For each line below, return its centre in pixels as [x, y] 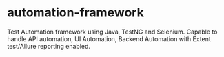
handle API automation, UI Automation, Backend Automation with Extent [109, 38]
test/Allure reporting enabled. [49, 46]
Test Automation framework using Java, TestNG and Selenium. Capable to [112, 32]
